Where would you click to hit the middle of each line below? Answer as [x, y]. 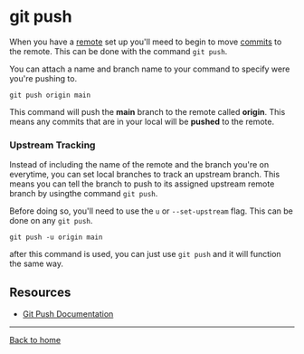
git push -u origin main [56, 237]
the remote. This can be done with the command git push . [119, 51]
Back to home [35, 340]
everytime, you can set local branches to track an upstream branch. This [145, 175]
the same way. [36, 263]
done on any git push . [51, 221]
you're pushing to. [43, 78]
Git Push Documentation [68, 314]
